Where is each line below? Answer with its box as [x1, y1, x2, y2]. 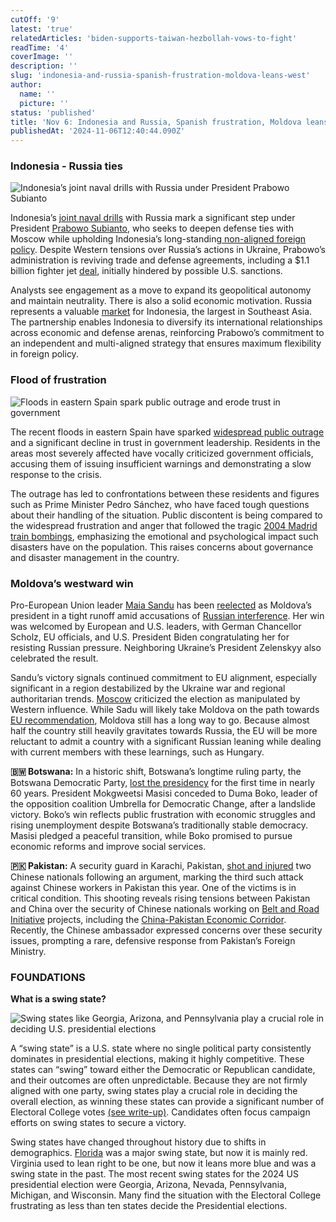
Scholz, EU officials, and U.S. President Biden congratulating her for [10, 631, 290, 643]
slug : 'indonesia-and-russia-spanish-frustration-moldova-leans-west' [10, 71, 311, 81]
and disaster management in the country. [10, 551, 180, 563]
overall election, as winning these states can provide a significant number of [10, 1096, 325, 1108]
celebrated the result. [10, 652, 99, 665]
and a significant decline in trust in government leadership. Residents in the [10, 436, 321, 448]
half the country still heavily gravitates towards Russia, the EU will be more [10, 725, 318, 737]
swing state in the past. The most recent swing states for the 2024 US [10, 1168, 299, 1180]
